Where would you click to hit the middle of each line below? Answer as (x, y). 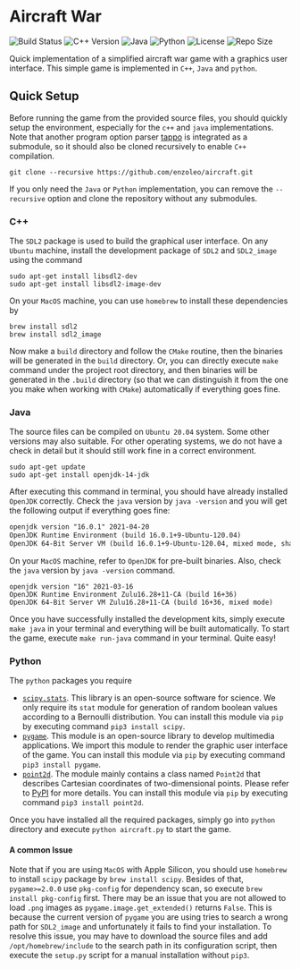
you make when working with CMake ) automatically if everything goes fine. (145, 389)
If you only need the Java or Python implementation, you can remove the (142, 189)
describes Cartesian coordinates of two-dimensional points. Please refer (156, 784)
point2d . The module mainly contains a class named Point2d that (141, 774)
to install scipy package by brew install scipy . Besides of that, (126, 880)
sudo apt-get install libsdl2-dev (74, 276)
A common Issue (41, 850)
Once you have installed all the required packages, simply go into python (142, 820)
